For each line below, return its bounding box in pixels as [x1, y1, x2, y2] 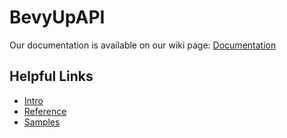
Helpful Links [9, 68, 94, 85]
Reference [23, 105, 67, 117]
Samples [23, 116, 61, 128]
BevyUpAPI [9, 6, 106, 29]
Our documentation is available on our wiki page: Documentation [9, 39, 277, 51]
